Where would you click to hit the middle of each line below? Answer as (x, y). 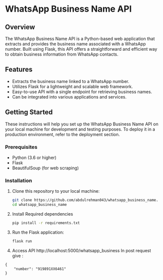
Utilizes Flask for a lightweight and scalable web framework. (72, 86)
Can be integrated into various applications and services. (69, 97)
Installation (19, 180)
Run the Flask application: (38, 232)
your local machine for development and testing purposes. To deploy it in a (80, 129)
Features (19, 70)
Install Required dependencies (43, 214)
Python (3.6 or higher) (34, 158)
